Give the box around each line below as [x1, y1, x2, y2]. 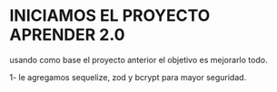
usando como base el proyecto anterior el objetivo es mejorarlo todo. [9, 54, 268, 65]
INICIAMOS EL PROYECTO [9, 5, 211, 26]
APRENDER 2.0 [9, 24, 125, 45]
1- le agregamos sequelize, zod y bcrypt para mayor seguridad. [9, 71, 247, 82]
